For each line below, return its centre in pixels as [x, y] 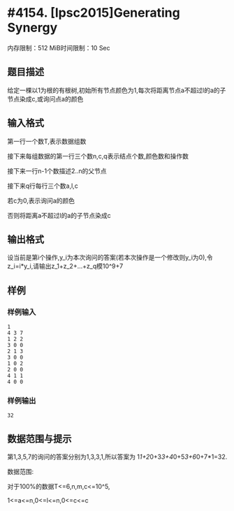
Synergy [32, 28]
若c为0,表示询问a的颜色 [41, 200]
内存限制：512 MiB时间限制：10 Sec [59, 47]
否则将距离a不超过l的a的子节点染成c [59, 215]
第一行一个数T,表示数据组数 [47, 141]
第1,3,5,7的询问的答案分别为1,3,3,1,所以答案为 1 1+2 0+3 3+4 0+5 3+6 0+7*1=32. [117, 457]
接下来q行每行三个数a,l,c [43, 186]
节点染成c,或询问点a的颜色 [45, 98]
